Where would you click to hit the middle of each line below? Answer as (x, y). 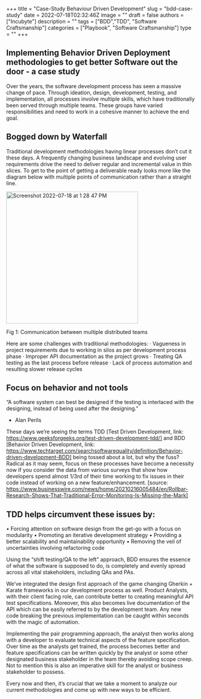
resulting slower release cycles (44, 369)
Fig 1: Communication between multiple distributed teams (77, 332)
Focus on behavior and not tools (67, 388)
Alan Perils (28, 420)
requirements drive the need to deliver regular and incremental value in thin (99, 164)
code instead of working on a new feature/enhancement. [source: (87, 483)
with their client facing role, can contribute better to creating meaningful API (100, 596)
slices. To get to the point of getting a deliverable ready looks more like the (98, 170)
